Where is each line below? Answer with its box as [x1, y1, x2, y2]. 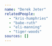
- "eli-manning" [9, 25, 42, 30]
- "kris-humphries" [9, 16, 49, 21]
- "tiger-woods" [9, 29, 42, 34]
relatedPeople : [4, 11, 35, 16]
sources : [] [4, 34, 29, 39]
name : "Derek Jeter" [4, 7, 47, 12]
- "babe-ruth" [9, 20, 37, 25]
